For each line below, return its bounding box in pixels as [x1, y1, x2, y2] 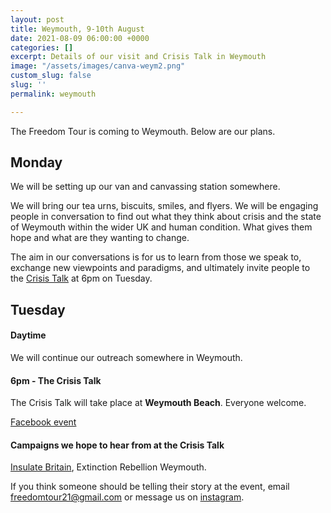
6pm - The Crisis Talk [10, 374, 102, 386]
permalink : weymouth [10, 89, 97, 99]
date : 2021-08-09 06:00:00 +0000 [10, 33, 150, 43]
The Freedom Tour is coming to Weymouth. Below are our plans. [10, 125, 276, 137]
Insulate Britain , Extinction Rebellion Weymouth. [10, 461, 207, 473]
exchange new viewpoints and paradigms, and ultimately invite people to [10, 262, 311, 274]
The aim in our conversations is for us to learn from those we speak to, [10, 251, 302, 263]
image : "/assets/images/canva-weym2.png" [10, 61, 186, 71]
